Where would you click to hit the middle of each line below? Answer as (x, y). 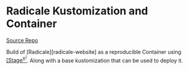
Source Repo (22, 40)
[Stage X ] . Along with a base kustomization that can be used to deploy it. (95, 59)
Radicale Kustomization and (77, 11)
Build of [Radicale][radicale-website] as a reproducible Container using (94, 51)
